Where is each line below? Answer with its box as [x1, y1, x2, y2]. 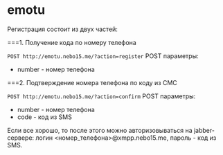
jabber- [193, 126, 215, 134]
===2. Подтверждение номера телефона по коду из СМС [7, 78, 178, 86]
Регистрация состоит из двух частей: [7, 25, 118, 33]
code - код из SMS [17, 113, 73, 121]
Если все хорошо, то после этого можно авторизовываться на [7, 126, 193, 134]
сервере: [7, 134, 35, 142]
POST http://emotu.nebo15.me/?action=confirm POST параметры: [7, 92, 196, 100]
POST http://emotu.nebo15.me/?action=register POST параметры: [7, 51, 199, 60]
